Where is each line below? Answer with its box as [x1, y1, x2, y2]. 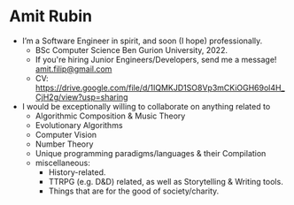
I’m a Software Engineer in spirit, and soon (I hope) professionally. [21, 35, 263, 46]
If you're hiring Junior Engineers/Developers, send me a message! [35, 54, 277, 65]
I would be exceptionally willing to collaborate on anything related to [21, 101, 271, 111]
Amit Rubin [9, 6, 93, 27]
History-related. [48, 166, 106, 178]
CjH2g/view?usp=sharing [35, 91, 128, 102]
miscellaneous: [35, 157, 90, 168]
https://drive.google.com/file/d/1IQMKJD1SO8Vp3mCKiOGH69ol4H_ [35, 82, 285, 93]
